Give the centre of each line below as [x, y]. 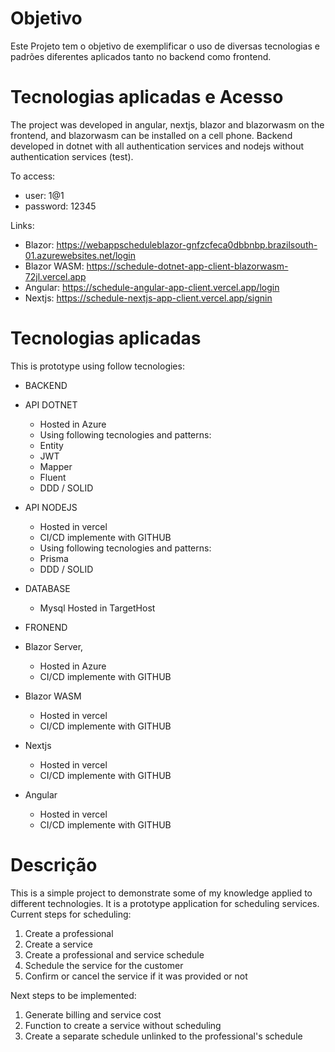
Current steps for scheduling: [71, 914]
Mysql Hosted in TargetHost [97, 608]
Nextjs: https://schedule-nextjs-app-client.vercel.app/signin [148, 298]
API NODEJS [51, 507]
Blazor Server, [54, 646]
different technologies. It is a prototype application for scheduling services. [165, 903]
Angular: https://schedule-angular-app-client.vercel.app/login [152, 287]
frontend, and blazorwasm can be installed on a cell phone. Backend [151, 135]
